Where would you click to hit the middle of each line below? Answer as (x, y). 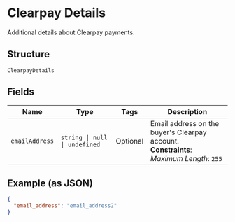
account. (165, 141)
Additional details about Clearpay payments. (71, 32)
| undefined (80, 144)
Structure (29, 54)
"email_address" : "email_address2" (65, 206)
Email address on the (185, 123)
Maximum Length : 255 (186, 158)
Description (187, 111)
